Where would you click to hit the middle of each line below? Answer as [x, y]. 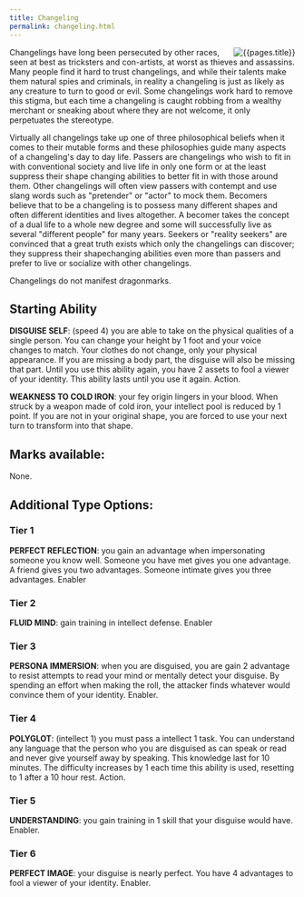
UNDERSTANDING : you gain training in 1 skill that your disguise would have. [151, 820]
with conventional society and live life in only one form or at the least [138, 166]
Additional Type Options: [82, 505]
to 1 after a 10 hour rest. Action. [68, 777]
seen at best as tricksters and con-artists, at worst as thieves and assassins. [152, 62]
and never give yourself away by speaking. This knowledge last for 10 [140, 757]
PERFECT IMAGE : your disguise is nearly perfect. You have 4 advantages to [152, 873]
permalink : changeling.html [63, 26]
